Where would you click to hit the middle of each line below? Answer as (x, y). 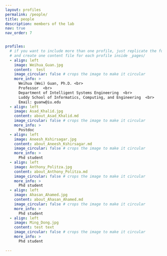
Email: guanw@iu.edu (40, 102)
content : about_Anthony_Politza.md (51, 172)
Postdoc (26, 130)
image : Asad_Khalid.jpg (39, 111)
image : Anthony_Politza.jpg (43, 167)
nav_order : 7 (19, 33)
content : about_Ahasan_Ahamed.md (49, 200)
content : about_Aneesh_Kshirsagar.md (53, 144)
